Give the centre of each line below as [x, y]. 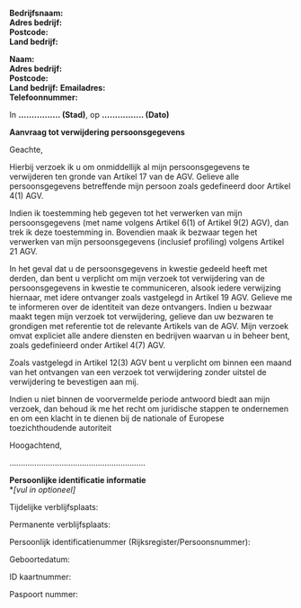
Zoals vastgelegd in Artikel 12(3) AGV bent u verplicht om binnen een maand [150, 362]
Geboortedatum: [40, 559]
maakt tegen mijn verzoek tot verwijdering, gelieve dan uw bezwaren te [142, 317]
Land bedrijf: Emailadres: [58, 88]
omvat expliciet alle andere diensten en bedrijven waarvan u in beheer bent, [150, 335]
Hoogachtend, [36, 445]
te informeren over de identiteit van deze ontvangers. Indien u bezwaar [141, 307]
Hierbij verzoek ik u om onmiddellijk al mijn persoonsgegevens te [129, 167]
